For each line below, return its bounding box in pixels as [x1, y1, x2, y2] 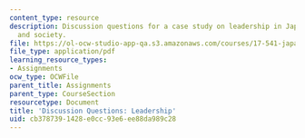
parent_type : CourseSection [9, 89, 116, 98]
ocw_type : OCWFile [9, 73, 79, 82]
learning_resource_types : [9, 55, 107, 64]
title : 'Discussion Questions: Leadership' [9, 106, 177, 115]
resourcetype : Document [9, 97, 100, 107]
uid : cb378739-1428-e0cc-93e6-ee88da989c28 [9, 114, 177, 123]
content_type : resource [9, 13, 100, 23]
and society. [17, 30, 67, 39]
